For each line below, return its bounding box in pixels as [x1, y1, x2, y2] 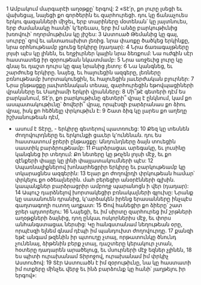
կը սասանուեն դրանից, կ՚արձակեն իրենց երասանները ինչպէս [14, 195, 192, 202]
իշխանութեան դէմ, [6, 113, 60, 121]
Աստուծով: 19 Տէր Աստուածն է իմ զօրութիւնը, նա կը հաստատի [14, 259, 191, 266]
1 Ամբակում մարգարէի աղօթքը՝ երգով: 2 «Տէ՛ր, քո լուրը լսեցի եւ [6, 5, 182, 12]
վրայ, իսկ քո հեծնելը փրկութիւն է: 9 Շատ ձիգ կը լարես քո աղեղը [6, 107, 187, 114]
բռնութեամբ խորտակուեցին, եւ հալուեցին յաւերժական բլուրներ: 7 [6, 75, 194, 82]
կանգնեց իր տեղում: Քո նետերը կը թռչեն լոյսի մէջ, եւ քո [14, 151, 172, 158]
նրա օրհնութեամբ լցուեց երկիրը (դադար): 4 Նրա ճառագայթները [6, 43, 189, 50]
